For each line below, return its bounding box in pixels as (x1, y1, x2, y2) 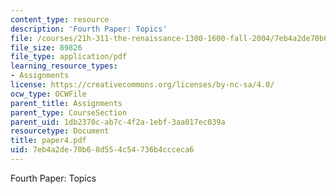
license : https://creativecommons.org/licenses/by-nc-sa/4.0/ (10, 80, 275, 90)
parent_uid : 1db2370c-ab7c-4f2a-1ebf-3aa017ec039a (10, 117, 226, 127)
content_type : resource (10, 14, 110, 25)
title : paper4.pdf (10, 136, 87, 146)
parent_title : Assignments (10, 98, 123, 108)
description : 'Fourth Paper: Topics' (10, 24, 168, 34)
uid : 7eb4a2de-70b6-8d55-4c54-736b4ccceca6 (10, 145, 195, 155)
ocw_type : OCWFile (10, 89, 87, 99)
